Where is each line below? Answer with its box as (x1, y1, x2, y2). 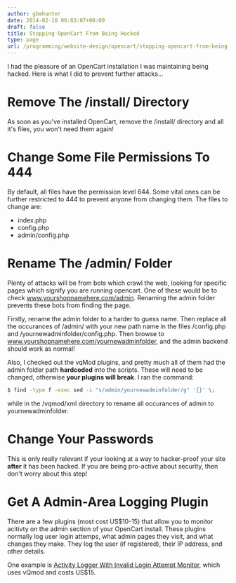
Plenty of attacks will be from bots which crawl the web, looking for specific (7, 279, 227, 287)
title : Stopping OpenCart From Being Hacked (7, 29, 140, 37)
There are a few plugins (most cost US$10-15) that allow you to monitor (7, 517, 214, 525)
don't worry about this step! (7, 469, 88, 478)
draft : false (7, 23, 46, 30)
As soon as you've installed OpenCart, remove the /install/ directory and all (7, 117, 224, 126)
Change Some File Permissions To (7, 149, 211, 166)
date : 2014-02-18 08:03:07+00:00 (7, 17, 105, 24)
